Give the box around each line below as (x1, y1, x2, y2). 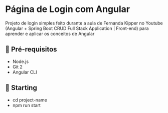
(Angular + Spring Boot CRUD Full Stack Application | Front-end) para (5, 25, 149, 31)
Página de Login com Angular (5, 3, 130, 15)
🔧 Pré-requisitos (5, 45, 57, 53)
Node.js (12, 58, 29, 64)
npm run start (12, 102, 41, 108)
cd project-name (12, 96, 48, 103)
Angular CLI (12, 69, 37, 75)
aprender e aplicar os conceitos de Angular (5, 30, 95, 36)
